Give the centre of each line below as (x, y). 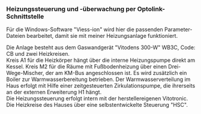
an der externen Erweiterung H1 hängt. (54, 92)
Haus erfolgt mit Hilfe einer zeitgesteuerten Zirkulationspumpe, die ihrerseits (101, 86)
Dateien (16, 36)
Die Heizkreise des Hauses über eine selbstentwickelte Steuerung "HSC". (97, 105)
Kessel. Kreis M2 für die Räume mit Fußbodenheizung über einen (86, 67)
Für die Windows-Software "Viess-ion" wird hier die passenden (85, 29)
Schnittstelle (25, 16)
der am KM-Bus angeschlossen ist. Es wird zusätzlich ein (116, 73)
